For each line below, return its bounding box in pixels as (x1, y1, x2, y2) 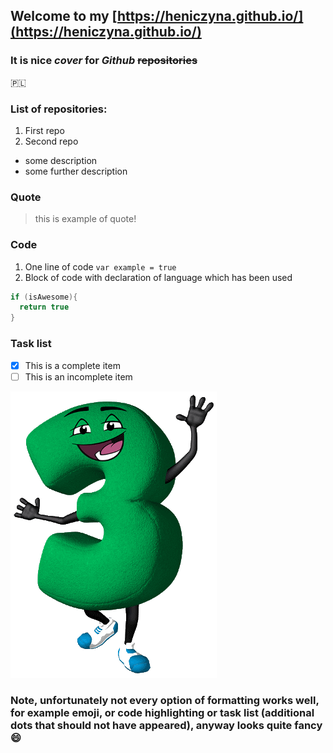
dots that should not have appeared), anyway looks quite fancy (10, 718, 323, 732)
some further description (24, 165, 128, 177)
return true (19, 302, 70, 313)
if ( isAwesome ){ (10, 292, 78, 302)
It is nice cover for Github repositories (10, 54, 198, 68)
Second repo (24, 135, 79, 147)
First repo (24, 124, 65, 136)
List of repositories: (10, 102, 108, 116)
